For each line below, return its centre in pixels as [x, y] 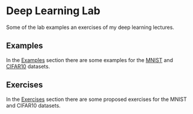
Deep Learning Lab [53, 11]
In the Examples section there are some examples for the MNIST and [89, 60]
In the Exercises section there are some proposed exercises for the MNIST [97, 99]
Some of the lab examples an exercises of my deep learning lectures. [90, 27]
